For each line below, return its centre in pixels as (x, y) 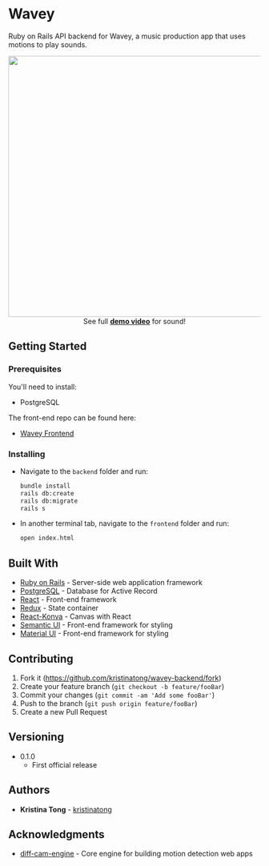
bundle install (45, 486)
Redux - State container (59, 608)
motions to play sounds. (48, 44)
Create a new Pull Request (64, 712)
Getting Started (48, 346)
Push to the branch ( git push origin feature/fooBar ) (108, 703)
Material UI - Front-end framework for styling (94, 634)
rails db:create (47, 493)
